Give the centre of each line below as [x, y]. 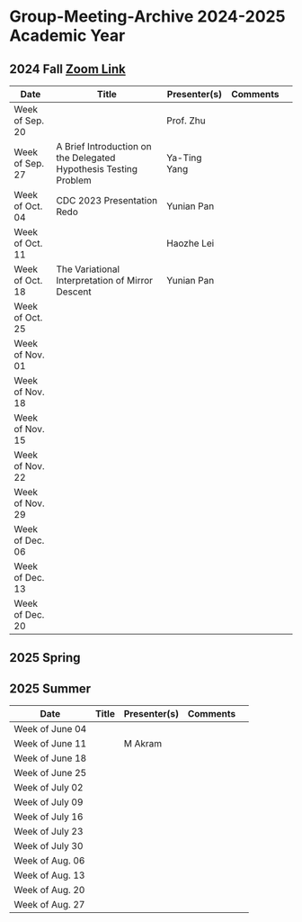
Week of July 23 [49, 832]
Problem [74, 180]
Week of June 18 [50, 758]
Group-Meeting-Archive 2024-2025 [147, 17]
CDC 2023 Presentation [107, 200]
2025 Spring [45, 658]
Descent [74, 292]
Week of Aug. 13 [49, 875]
